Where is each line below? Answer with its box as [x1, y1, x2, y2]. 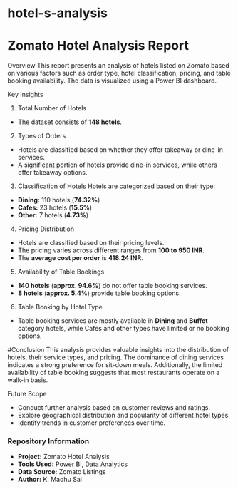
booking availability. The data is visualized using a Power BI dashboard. [7, 76, 217, 85]
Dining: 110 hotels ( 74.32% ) [17, 196, 100, 205]
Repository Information [7, 436, 90, 446]
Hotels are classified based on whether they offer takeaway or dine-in [17, 145, 223, 154]
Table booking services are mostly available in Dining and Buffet [17, 316, 208, 325]
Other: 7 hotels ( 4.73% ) [17, 211, 89, 220]
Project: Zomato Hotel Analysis [17, 453, 110, 461]
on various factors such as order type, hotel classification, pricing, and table [7, 69, 232, 78]
